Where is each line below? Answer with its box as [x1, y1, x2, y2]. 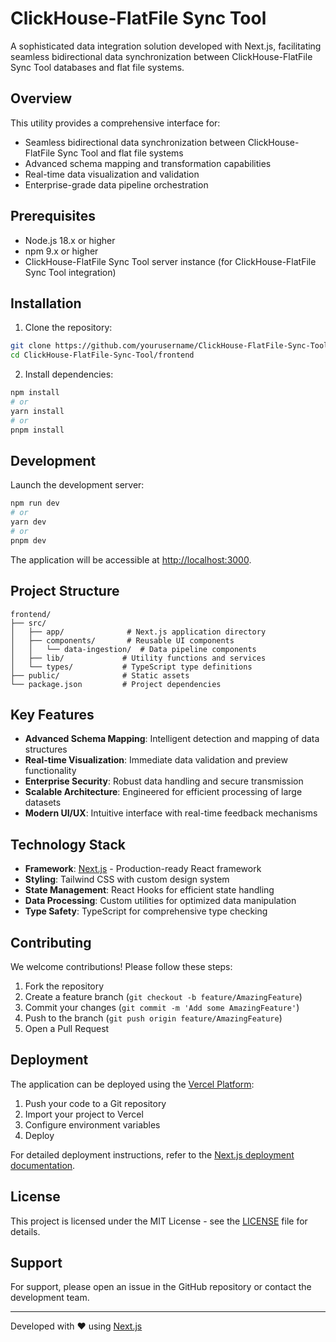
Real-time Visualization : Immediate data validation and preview [24, 754, 288, 766]
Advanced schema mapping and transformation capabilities [24, 157, 272, 169]
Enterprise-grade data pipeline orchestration [24, 178, 209, 191]
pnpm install [10, 425, 65, 435]
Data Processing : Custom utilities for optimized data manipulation [24, 895, 297, 907]
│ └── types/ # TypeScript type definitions [10, 662, 253, 672]
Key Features [10, 706, 95, 723]
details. [10, 1225, 41, 1237]
